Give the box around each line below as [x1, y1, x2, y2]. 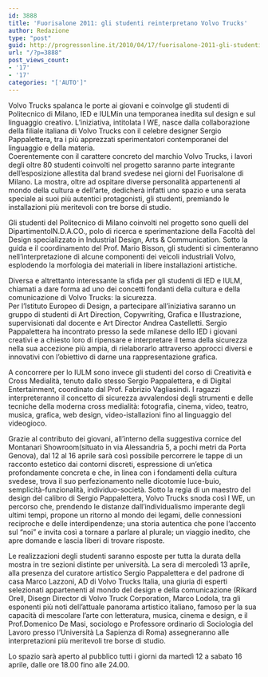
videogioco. [8, 418, 48, 428]
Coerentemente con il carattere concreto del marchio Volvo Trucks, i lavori [8, 151, 253, 160]
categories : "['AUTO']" [8, 78, 88, 86]
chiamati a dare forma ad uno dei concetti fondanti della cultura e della [8, 284, 241, 294]
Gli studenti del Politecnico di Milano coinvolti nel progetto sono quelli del [8, 217, 249, 228]
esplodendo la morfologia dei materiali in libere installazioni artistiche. [8, 260, 238, 270]
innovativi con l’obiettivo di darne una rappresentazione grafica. [8, 352, 218, 362]
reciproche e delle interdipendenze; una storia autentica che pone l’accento [8, 518, 257, 528]
